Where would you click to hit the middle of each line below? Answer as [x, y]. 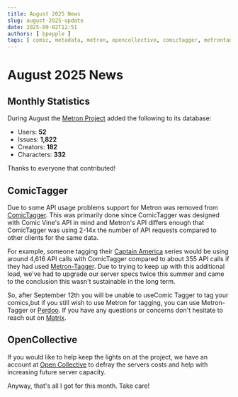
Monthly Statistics [49, 101]
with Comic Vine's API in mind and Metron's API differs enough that [106, 222]
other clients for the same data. [53, 237]
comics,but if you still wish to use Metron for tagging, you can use [104, 302]
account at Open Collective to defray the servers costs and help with [108, 364]
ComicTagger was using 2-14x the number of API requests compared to [112, 230]
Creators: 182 [38, 147]
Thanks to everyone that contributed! [62, 168]
